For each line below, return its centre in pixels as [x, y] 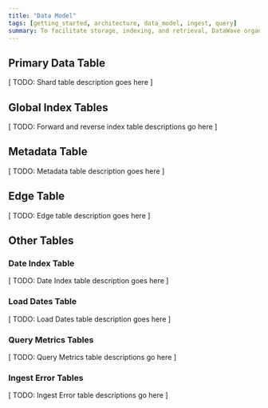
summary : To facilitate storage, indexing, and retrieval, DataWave [124, 30]
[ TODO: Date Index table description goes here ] [89, 281]
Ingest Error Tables [46, 378]
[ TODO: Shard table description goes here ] [81, 82]
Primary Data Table [57, 63]
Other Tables [41, 241]
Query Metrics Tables [51, 339]
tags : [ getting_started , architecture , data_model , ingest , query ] [123, 23]
